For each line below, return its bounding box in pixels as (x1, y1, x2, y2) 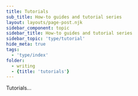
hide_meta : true (6, 42, 46, 47)
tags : (6, 47, 19, 53)
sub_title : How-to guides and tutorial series (6, 14, 122, 20)
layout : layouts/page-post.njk (6, 19, 83, 25)
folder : (6, 57, 25, 63)
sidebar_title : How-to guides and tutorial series (6, 30, 133, 36)
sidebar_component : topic (6, 25, 69, 31)
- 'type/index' (11, 52, 49, 58)
